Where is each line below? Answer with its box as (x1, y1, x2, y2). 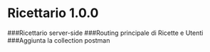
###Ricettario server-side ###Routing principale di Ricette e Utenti (7, 28, 204, 37)
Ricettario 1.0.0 (7, 5, 99, 21)
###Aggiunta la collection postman (7, 36, 110, 44)
